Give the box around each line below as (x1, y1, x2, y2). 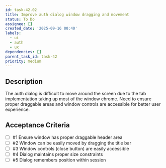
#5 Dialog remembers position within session (12, 157, 106, 163)
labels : (5, 31, 22, 36)
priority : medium (5, 59, 42, 64)
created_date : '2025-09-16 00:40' (5, 26, 78, 31)
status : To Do (5, 17, 35, 22)
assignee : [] (5, 21, 33, 27)
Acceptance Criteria (5, 121, 70, 129)
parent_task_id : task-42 (5, 54, 57, 59)
